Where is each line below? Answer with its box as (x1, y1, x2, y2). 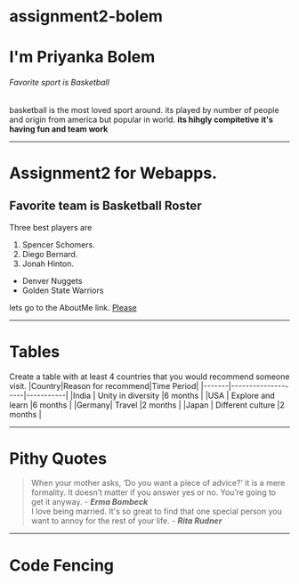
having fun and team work (9, 123, 109, 134)
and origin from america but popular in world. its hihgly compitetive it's (9, 114, 274, 125)
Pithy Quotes (9, 448, 108, 468)
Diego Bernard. (21, 248, 78, 259)
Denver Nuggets (21, 275, 83, 286)
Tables (9, 341, 61, 361)
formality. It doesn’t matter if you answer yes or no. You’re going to (30, 487, 277, 498)
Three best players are (9, 222, 93, 232)
